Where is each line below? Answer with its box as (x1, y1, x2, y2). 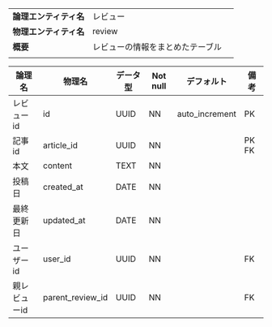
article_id (43, 140, 79, 151)
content (43, 160, 73, 171)
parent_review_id (43, 292, 108, 303)
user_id (43, 253, 71, 265)
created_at (43, 182, 83, 192)
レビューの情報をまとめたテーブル (92, 41, 223, 52)
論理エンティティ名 (12, 11, 85, 22)
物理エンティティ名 (12, 26, 85, 37)
